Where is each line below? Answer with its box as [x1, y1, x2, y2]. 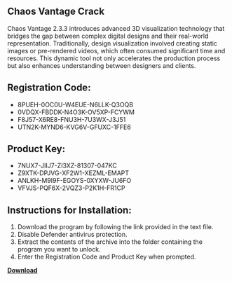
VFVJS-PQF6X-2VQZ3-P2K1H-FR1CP [17, 184, 125, 192]
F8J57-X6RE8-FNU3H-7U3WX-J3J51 [17, 115, 126, 123]
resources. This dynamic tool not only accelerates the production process [7, 54, 221, 62]
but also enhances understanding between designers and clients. [7, 61, 196, 69]
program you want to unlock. [17, 245, 101, 254]
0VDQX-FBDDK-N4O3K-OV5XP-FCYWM [17, 108, 135, 116]
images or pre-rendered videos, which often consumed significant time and [7, 46, 226, 55]
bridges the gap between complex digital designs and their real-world [7, 32, 209, 40]
